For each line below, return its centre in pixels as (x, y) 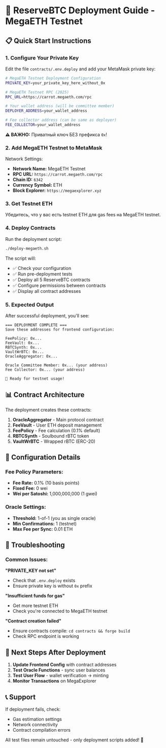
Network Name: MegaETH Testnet (49, 169)
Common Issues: (27, 560)
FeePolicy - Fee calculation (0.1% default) (56, 430)
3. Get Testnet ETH (29, 204)
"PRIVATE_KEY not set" (31, 570)
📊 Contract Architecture (45, 395)
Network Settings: (24, 159)
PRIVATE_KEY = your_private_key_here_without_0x (55, 83)
